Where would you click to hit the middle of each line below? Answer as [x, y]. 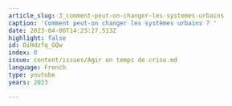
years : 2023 [28, 82]
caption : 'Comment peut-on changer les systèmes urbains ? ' [113, 23]
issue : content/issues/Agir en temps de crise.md [93, 61]
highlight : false [37, 38]
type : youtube [32, 75]
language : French [37, 68]
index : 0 [23, 53]
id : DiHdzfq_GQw [35, 45]
